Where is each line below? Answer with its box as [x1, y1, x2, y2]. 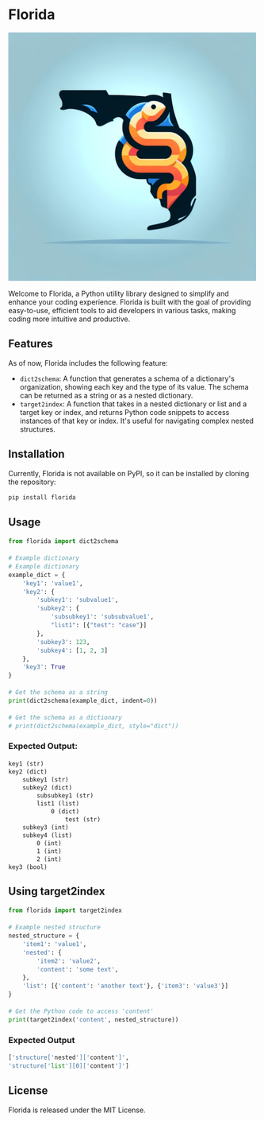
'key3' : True [22, 663, 66, 671]
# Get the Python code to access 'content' [8, 1007, 155, 1015]
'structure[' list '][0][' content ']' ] [8, 1061, 129, 1070]
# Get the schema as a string [8, 689, 109, 696]
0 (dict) [50, 807, 80, 816]
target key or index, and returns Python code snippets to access [19, 407, 230, 417]
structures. [19, 424, 55, 434]
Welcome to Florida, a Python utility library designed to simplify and [8, 289, 230, 298]
